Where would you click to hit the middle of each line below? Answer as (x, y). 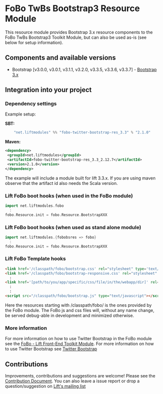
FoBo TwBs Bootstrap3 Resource (73, 8)
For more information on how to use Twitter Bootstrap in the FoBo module (78, 339)
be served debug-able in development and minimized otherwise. (70, 315)
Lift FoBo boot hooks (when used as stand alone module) (73, 227)
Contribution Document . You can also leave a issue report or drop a (72, 381)
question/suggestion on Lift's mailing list (45, 386)
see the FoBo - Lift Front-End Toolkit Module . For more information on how (80, 344)
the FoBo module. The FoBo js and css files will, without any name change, (80, 310)
